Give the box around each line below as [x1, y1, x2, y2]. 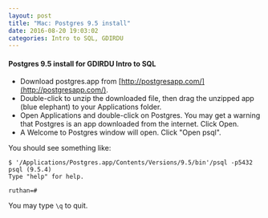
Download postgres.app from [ [19, 77, 122, 87]
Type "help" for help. [8, 173, 84, 181]
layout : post [8, 11, 52, 20]
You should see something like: [8, 143, 112, 153]
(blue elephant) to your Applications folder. [19, 102, 162, 112]
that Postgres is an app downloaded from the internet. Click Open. [19, 119, 239, 129]
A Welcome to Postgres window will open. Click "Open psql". [19, 127, 222, 137]
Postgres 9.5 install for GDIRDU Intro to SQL [8, 59, 156, 68]
